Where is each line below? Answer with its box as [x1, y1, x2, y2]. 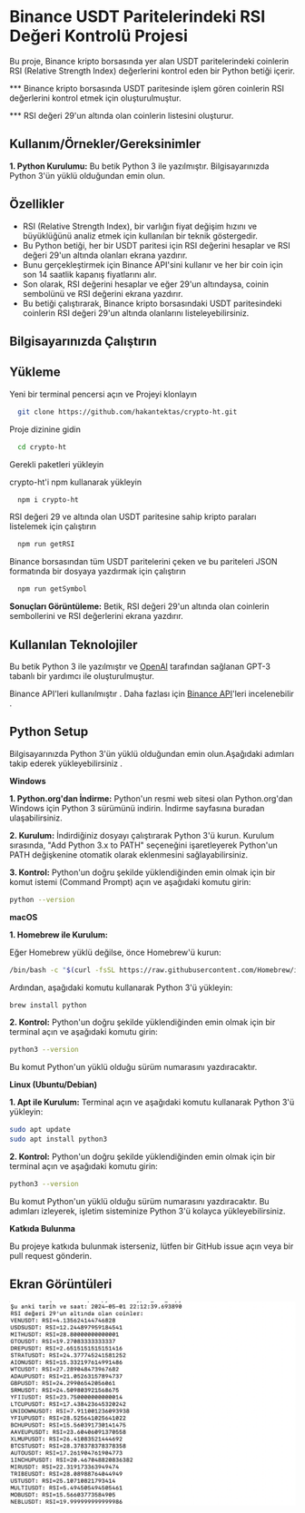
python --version [9, 895, 75, 904]
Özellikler [9, 197, 65, 212]
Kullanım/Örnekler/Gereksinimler [9, 136, 202, 152]
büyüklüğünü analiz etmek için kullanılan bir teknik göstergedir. [22, 230, 259, 241]
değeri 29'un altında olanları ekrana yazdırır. [22, 250, 188, 260]
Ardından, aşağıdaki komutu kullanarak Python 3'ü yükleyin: [9, 982, 233, 993]
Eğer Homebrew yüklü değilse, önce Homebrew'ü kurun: [9, 947, 221, 958]
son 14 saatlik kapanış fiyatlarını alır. [22, 269, 157, 280]
